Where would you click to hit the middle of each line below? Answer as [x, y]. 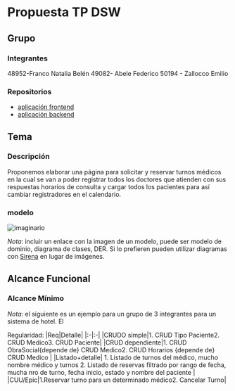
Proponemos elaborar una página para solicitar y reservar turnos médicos [114, 172]
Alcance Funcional [49, 278]
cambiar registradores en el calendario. [64, 194]
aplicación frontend [46, 107]
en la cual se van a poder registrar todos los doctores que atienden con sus [117, 179]
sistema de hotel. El [36, 321]
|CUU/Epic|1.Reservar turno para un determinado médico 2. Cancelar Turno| [117, 380]
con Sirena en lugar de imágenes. [56, 257]
